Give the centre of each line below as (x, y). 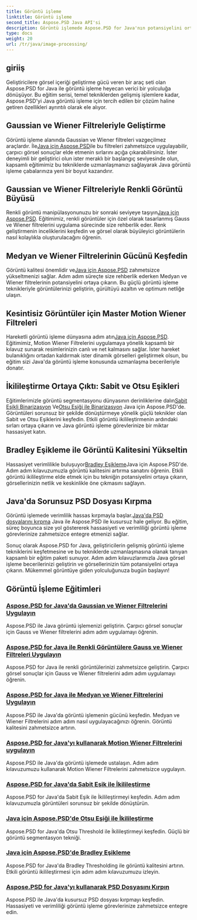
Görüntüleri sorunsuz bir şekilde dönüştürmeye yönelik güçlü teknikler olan (97, 413)
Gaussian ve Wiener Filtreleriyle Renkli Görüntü (94, 189)
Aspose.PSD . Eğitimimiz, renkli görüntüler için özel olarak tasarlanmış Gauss (98, 219)
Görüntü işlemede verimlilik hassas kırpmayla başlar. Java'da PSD (85, 515)
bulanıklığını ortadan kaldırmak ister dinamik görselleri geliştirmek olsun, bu (97, 355)
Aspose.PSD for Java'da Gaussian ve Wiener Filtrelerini (87, 606)
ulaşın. (14, 295)
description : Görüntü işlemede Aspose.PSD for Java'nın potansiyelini (94, 28)
